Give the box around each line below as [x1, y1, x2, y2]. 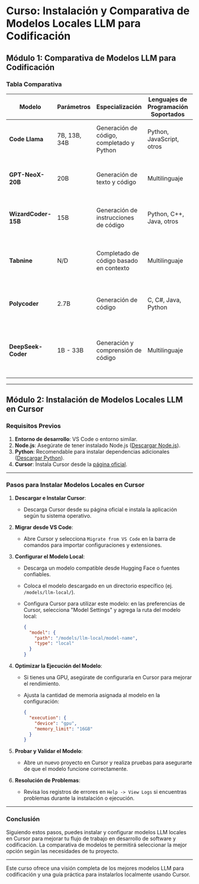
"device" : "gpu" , [34, 720, 77, 726]
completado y [96, 138, 135, 146]
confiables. [23, 570, 52, 577]
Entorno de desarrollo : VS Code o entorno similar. [14, 435, 138, 442]
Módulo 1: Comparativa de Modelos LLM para [6, 53, 176, 63]
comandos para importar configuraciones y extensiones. [23, 541, 162, 548]
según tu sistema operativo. [23, 512, 92, 519]
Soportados [150, 110, 185, 118]
